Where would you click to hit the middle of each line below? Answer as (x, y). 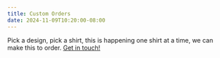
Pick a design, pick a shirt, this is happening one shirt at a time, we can (110, 40)
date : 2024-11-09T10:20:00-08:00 (56, 20)
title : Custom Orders (39, 14)
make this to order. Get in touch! (54, 48)
